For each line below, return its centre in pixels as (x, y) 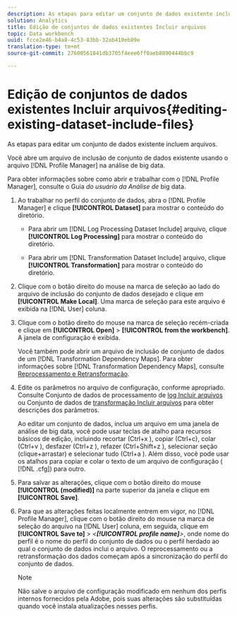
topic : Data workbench (41, 34)
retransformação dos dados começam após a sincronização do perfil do (122, 556)
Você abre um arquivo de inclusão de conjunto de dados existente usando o (118, 158)
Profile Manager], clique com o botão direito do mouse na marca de (116, 518)
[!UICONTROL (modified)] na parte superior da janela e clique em (114, 490)
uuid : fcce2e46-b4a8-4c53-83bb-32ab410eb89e (74, 40)
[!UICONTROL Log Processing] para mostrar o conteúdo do (115, 236)
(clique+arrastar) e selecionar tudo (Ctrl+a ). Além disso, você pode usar (123, 454)
